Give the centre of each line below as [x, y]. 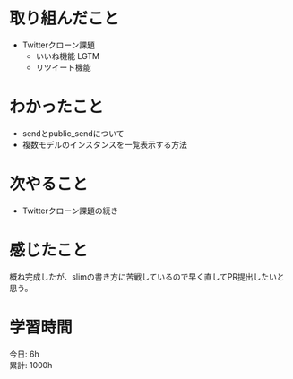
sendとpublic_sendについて [73, 133]
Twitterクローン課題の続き [70, 211]
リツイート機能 [63, 67]
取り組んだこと [65, 18]
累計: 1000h [31, 365]
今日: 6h [24, 354]
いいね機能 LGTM [68, 56]
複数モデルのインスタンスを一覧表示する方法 [105, 144]
